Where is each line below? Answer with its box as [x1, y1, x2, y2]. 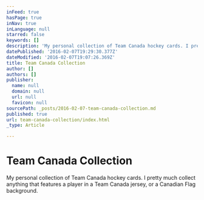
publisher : [6, 77, 34, 83]
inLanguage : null [6, 26, 50, 32]
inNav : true [6, 20, 36, 26]
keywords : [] [6, 37, 39, 43]
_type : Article [6, 123, 45, 129]
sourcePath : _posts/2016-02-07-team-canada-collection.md [6, 105, 156, 112]
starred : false [6, 32, 45, 38]
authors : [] [6, 71, 36, 77]
